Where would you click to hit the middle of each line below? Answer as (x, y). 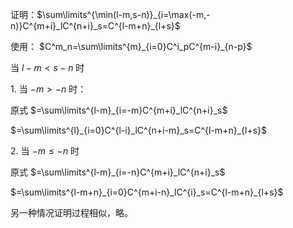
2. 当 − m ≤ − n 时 (45, 151)
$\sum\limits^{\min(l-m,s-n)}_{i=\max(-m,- (123, 14)
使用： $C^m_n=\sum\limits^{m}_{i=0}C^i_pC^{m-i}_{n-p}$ (131, 46)
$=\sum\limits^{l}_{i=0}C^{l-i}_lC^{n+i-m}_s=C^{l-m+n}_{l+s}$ (138, 130)
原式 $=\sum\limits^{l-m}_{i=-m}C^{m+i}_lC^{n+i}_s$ (119, 110)
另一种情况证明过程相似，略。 (71, 212)
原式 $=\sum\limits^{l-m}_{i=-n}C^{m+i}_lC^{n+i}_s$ (118, 172)
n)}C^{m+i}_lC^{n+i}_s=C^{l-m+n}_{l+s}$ (95, 26)
